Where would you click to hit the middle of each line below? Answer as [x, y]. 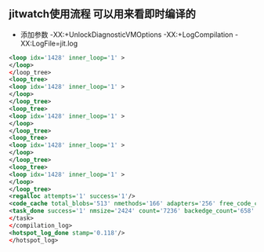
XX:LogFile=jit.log [49, 43]
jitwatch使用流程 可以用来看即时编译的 [103, 14]
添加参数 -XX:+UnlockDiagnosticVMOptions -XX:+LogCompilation [127, 35]
